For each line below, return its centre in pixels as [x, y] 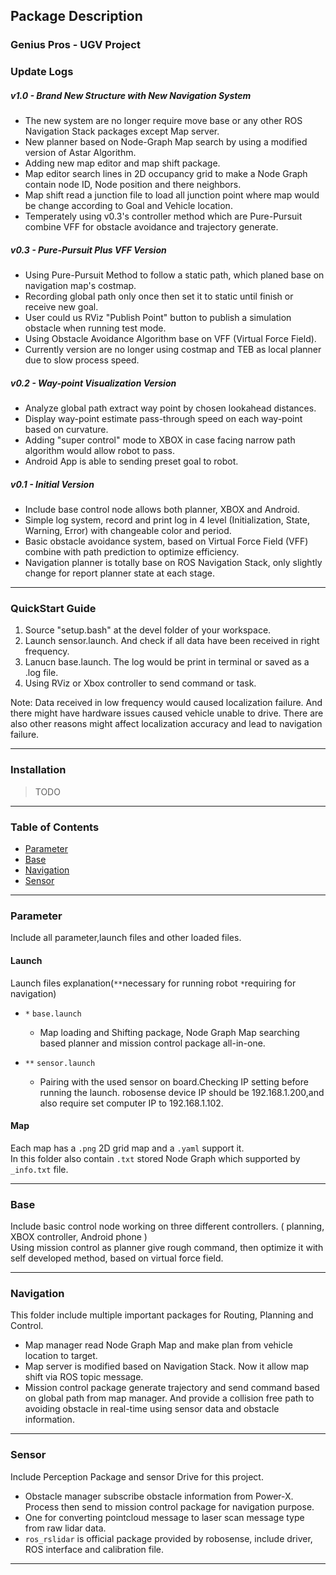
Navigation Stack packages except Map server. [122, 131]
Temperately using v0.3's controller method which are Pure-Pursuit [163, 216]
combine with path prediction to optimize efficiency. [132, 552]
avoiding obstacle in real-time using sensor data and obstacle [152, 1409]
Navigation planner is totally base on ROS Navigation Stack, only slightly [173, 563]
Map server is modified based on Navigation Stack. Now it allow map [167, 1366]
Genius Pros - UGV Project [75, 45]
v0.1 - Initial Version [52, 484]
